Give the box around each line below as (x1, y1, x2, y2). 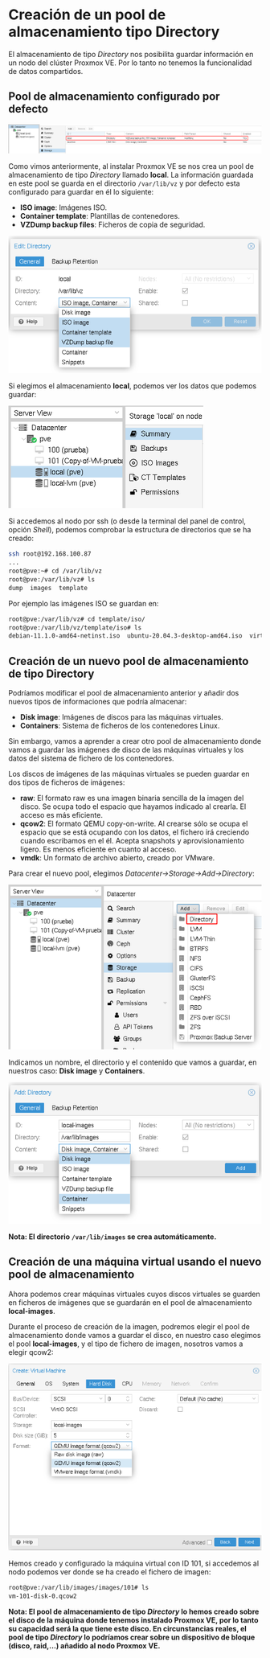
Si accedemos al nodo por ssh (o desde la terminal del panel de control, (8, 516, 247, 526)
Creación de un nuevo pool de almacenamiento (8, 654, 249, 668)
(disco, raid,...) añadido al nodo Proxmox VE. (8, 1641, 161, 1651)
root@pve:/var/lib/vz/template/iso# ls (8, 623, 142, 632)
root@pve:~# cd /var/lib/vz (8, 567, 103, 576)
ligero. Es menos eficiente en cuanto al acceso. (19, 844, 177, 854)
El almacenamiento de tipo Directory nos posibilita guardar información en (8, 49, 254, 59)
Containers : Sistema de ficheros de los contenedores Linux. (19, 721, 220, 731)
